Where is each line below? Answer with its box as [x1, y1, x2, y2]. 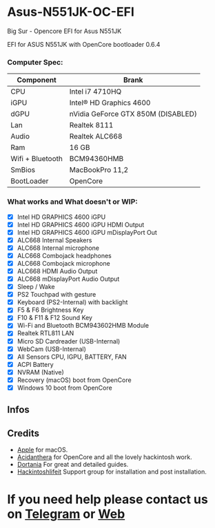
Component [17, 75, 57, 85]
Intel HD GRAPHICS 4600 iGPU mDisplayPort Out [17, 228, 157, 236]
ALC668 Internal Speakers [17, 235, 92, 244]
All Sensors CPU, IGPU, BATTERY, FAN [17, 352, 127, 361]
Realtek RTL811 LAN [17, 329, 74, 337]
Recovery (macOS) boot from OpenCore [17, 376, 132, 384]
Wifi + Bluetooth [10, 154, 63, 164]
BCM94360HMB [69, 154, 124, 164]
